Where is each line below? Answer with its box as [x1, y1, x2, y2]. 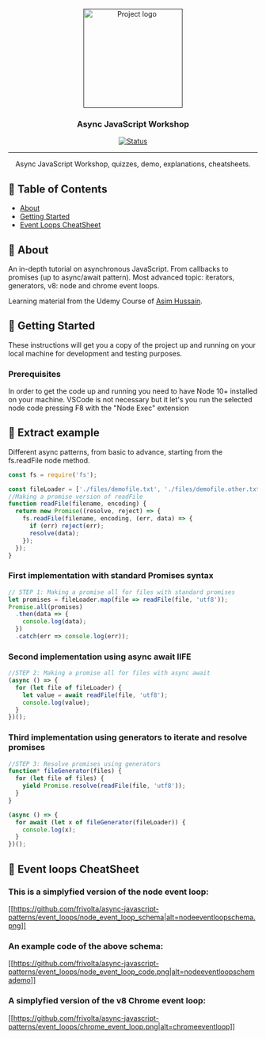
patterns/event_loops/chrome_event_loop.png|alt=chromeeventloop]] [8, 1022, 235, 1031]
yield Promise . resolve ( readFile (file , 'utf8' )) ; [22, 782, 186, 790]
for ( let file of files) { [15, 774, 104, 782]
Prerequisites [8, 368, 61, 379]
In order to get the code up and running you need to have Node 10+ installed [8, 386, 258, 396]
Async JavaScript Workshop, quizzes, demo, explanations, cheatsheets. [15, 159, 251, 169]
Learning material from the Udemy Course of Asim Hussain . [8, 296, 203, 306]
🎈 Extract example [8, 426, 101, 440]
